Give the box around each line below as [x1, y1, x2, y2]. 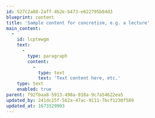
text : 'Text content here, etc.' [37, 75, 121, 81]
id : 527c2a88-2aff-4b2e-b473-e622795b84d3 [6, 8, 113, 15]
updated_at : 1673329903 [6, 103, 65, 109]
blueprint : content [6, 14, 55, 20]
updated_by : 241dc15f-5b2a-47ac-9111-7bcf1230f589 [6, 97, 134, 103]
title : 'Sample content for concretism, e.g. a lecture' [6, 20, 150, 26]
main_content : [6, 25, 42, 32]
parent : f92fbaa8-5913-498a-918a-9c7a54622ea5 [6, 92, 124, 98]
